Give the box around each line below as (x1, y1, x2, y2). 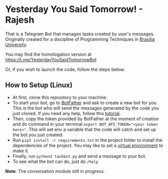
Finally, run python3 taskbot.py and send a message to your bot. (12, 153, 147, 159)
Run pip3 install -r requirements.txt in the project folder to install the (12, 137, 162, 143)
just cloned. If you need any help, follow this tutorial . (12, 110, 121, 116)
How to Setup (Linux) (5, 81, 73, 89)
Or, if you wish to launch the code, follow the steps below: (5, 66, 126, 72)
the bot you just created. (12, 132, 64, 138)
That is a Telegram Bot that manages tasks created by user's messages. (5, 31, 155, 37)
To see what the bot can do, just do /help (12, 158, 99, 164)
